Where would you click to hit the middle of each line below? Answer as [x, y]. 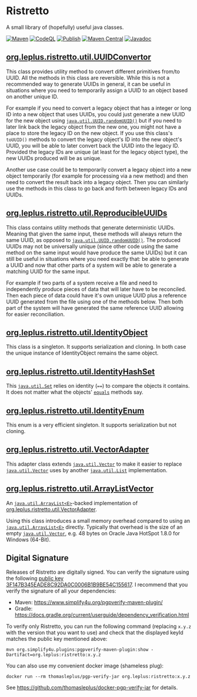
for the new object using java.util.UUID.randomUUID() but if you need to [94, 120]
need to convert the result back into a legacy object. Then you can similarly [97, 182]
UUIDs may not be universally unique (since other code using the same [92, 246]
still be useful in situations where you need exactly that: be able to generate [98, 258]
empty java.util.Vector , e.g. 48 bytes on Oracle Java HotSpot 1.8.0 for [93, 533]
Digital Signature [37, 558]
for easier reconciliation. [36, 314]
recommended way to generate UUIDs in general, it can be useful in [88, 84]
